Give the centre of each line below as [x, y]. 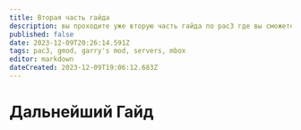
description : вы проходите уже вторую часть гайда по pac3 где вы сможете [152, 26]
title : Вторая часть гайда [60, 17]
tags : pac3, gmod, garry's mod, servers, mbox [98, 51]
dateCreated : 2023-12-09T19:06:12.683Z [84, 68]
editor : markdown [42, 59]
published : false [42, 34]
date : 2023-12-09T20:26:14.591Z [69, 43]
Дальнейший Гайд [82, 112]
